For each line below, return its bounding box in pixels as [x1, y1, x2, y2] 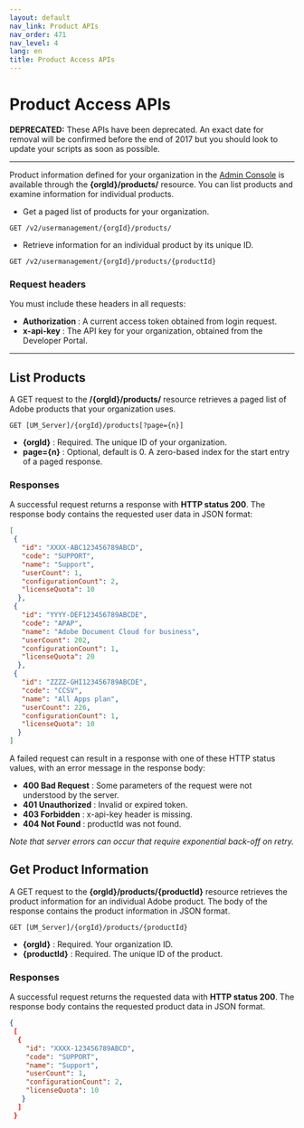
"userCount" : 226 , [21, 703, 91, 712]
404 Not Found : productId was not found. [22, 819, 182, 829]
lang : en [9, 47, 43, 56]
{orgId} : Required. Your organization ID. [22, 938, 174, 950]
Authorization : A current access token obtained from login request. [22, 316, 278, 327]
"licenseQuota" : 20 [21, 652, 95, 661]
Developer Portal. [22, 336, 88, 346]
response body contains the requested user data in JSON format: [9, 508, 253, 520]
